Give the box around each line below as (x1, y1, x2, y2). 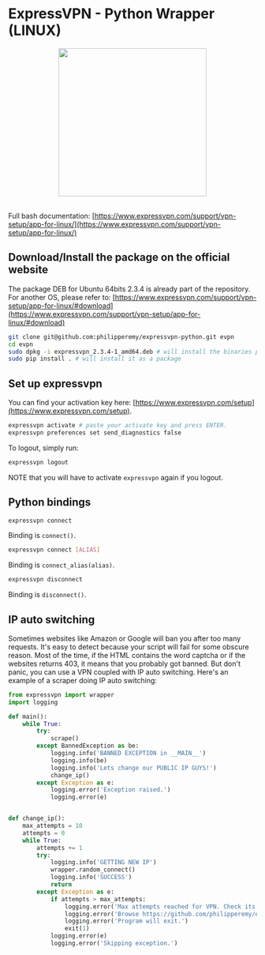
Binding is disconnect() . (8, 590, 87, 600)
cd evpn (8, 340, 34, 348)
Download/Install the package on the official (8, 250, 230, 265)
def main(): (8, 712, 47, 720)
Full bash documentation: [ (8, 211, 95, 220)
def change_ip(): (8, 814, 65, 822)
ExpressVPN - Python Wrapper (8, 5, 215, 23)
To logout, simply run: (8, 443, 79, 453)
